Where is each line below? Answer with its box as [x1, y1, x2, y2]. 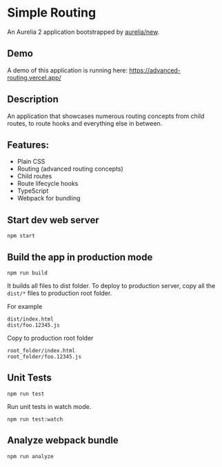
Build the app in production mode [7, 251, 153, 263]
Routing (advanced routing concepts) [17, 164, 124, 173]
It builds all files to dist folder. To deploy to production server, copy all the [7, 282, 216, 289]
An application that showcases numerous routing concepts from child [7, 112, 205, 120]
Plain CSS [17, 158, 46, 166]
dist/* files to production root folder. [7, 289, 112, 297]
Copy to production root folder [7, 334, 94, 342]
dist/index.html [7, 316, 54, 323]
